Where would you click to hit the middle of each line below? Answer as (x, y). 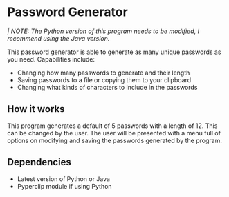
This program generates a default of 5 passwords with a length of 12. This (112, 126)
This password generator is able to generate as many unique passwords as (114, 52)
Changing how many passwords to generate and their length (103, 73)
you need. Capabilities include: (51, 59)
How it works (36, 109)
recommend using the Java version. (58, 38)
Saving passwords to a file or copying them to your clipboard (104, 79)
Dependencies (39, 162)
